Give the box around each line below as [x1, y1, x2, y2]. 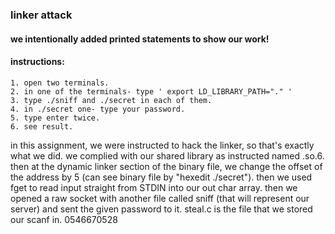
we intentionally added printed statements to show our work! [10, 33, 270, 45]
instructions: [10, 56, 65, 68]
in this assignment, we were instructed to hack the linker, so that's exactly [10, 139, 315, 151]
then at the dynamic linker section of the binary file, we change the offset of [10, 160, 323, 172]
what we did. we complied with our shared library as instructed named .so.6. [10, 149, 325, 162]
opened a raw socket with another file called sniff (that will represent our [10, 192, 310, 204]
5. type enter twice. [10, 113, 101, 123]
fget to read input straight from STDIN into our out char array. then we [10, 181, 298, 193]
